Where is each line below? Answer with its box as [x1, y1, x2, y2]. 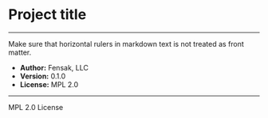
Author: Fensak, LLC [19, 63, 89, 72]
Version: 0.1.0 [19, 71, 66, 81]
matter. [8, 48, 32, 57]
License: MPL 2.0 [19, 79, 79, 89]
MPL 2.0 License [8, 102, 64, 112]
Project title [8, 6, 87, 24]
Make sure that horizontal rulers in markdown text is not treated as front [8, 39, 245, 48]
